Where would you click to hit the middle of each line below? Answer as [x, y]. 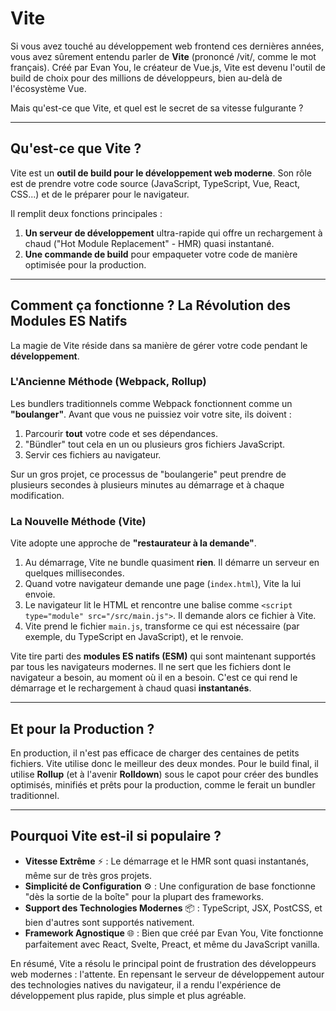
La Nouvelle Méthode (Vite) [78, 521]
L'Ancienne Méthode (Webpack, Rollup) [108, 382]
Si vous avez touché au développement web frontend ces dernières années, [167, 46]
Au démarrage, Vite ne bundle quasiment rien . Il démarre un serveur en [172, 563]
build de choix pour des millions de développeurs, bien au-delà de [146, 78]
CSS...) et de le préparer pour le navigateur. [100, 194]
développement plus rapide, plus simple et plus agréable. [128, 995]
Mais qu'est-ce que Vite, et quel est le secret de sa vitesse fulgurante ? [157, 108]
